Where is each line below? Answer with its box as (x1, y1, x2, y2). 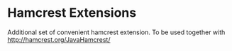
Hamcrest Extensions (7, 5, 137, 21)
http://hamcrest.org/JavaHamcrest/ (7, 35, 111, 43)
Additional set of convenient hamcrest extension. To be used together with (7, 28, 226, 36)
